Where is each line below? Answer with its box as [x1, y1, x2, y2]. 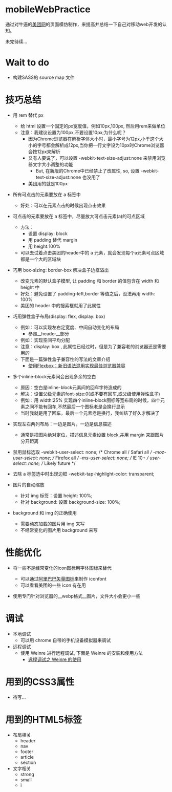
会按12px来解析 [28, 148, 60, 155]
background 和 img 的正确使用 [12, 509, 77, 516]
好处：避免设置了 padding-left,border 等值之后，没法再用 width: [20, 290, 155, 296]
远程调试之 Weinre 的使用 [28, 656, 82, 662]
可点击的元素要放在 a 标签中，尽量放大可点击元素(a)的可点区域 [12, 213, 145, 219]
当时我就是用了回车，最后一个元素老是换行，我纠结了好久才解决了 [20, 410, 160, 416]
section [20, 759, 36, 765]
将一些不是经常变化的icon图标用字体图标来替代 [12, 565, 112, 571]
